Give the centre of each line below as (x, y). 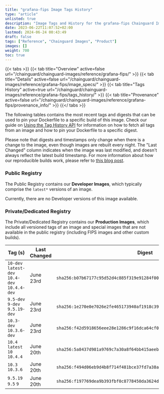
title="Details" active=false (32, 79)
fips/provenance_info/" (28, 105)
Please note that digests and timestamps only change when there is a (75, 140)
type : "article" (21, 14)
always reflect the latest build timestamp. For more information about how (79, 155)
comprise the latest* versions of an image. (49, 189)
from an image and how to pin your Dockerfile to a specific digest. (72, 131)
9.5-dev (16, 299)
